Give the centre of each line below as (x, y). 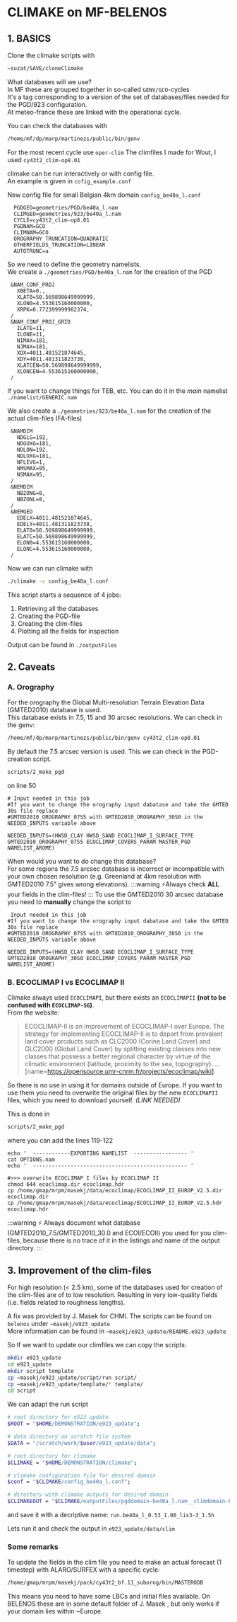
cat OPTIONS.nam (31, 1160)
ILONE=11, (31, 334)
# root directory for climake (52, 1456)
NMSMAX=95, (33, 468)
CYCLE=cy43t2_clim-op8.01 (52, 220)
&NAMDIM (22, 431)
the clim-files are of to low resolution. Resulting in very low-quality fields (113, 1295)
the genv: (21, 725)
